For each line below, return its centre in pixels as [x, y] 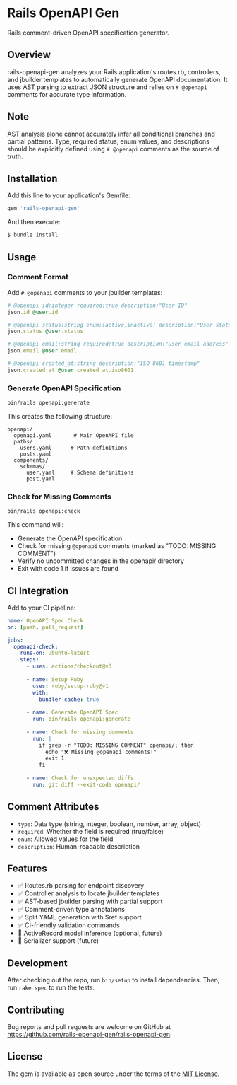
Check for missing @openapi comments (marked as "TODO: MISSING [117, 546]
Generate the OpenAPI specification [70, 538]
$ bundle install [33, 235]
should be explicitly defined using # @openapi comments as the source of [114, 149]
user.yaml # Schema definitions [80, 472]
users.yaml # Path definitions [74, 448]
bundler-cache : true [69, 699]
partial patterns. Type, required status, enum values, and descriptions [109, 141]
